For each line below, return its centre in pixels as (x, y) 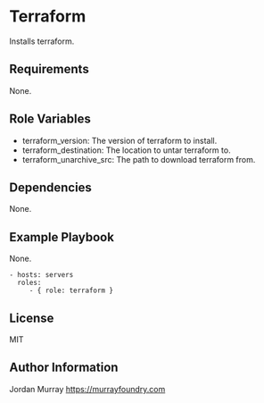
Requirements (49, 69)
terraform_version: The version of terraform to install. (120, 140)
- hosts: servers (41, 275)
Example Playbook (62, 237)
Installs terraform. (42, 41)
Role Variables (50, 119)
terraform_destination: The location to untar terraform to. (126, 150)
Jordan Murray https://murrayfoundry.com (87, 389)
